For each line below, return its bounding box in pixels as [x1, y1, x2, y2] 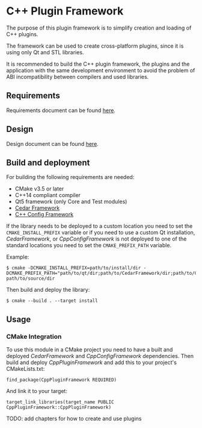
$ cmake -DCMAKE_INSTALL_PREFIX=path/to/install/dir [6, 265, 141, 271]
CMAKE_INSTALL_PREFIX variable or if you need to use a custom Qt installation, [6, 229, 195, 236]
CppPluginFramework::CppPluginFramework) [6, 404, 112, 411]
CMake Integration [6, 332, 62, 341]
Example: [6, 253, 29, 260]
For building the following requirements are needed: [6, 174, 135, 181]
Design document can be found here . [6, 140, 99, 147]
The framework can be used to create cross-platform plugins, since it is [6, 42, 184, 49]
